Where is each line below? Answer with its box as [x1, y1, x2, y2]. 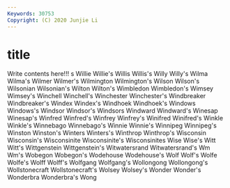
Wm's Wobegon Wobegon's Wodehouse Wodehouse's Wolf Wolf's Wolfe [7, 151, 217, 159]
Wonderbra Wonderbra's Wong [7, 173, 98, 182]
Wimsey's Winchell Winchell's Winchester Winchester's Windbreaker [7, 92, 206, 100]
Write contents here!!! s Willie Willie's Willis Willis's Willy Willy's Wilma [7, 70, 208, 78]
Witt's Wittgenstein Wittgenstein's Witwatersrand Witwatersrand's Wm [7, 143, 210, 152]
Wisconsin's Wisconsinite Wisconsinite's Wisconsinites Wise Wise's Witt [7, 136, 216, 145]
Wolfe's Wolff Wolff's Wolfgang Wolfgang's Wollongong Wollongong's [7, 158, 208, 167]
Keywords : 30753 [7, 10, 54, 17]
